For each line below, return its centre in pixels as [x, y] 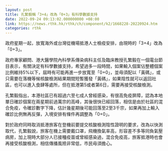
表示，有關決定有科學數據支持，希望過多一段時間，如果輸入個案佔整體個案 [86, 66]
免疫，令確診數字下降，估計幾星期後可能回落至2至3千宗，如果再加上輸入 [84, 108]
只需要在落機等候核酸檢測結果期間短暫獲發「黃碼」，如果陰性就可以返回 [78, 79]
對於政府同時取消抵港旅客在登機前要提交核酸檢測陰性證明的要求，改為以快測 [84, 125]
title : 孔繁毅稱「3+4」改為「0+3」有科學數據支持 [51, 14]
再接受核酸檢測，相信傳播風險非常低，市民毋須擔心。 [60, 144]
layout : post [19, 10]
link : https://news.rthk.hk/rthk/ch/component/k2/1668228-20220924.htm [81, 24]
